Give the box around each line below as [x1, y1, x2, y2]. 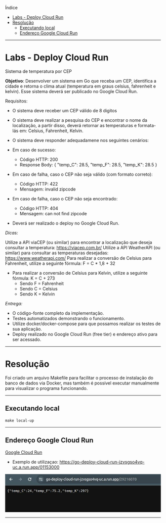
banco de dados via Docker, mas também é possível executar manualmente [5, 380, 160, 386]
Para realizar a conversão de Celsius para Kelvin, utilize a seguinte [12, 270, 148, 276]
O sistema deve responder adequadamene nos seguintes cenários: [12, 137, 149, 143]
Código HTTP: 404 [19, 205, 58, 211]
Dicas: [5, 230, 18, 236]
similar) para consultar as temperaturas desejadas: [5, 250, 109, 256]
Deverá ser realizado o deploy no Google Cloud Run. [12, 220, 120, 226]
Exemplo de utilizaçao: [12, 459, 58, 465]
